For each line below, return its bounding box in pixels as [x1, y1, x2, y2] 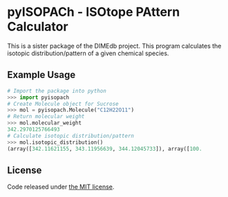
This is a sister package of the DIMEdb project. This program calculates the [7, 41, 222, 50]
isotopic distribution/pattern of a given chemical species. [7, 49, 169, 57]
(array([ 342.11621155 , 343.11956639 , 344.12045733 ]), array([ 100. [7, 145, 202, 152]
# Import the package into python [7, 87, 107, 94]
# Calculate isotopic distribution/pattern [7, 132, 135, 139]
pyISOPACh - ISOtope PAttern [7, 4, 180, 20]
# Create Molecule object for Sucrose [7, 100, 119, 107]
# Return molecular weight [7, 113, 85, 120]
